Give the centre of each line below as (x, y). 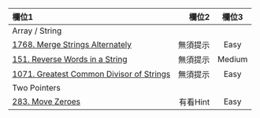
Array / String (37, 31)
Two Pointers (36, 88)
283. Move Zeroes (46, 101)
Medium (233, 59)
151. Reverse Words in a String (70, 59)
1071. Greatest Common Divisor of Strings (91, 74)
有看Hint (194, 102)
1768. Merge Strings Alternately (72, 44)
